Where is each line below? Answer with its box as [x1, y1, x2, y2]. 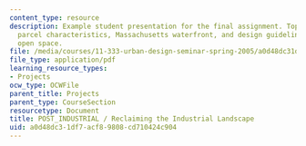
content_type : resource [9, 13, 100, 23]
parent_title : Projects [9, 89, 100, 98]
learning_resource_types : [9, 64, 107, 73]
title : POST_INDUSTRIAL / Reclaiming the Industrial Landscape [9, 114, 255, 123]
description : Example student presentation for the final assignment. [9, 22, 283, 31]
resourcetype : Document [9, 106, 100, 115]
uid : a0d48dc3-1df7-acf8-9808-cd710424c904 [9, 123, 178, 132]
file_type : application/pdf [9, 55, 117, 64]
